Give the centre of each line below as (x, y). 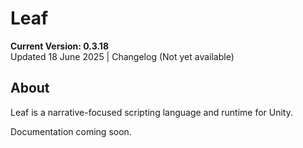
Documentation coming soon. (71, 131)
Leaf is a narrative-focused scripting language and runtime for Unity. (151, 112)
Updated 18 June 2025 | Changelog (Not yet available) (122, 56)
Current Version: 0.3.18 (59, 46)
